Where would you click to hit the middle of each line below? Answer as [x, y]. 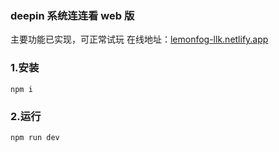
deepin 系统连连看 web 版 [72, 15]
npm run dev [35, 137]
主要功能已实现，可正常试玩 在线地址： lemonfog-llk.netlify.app [139, 39]
